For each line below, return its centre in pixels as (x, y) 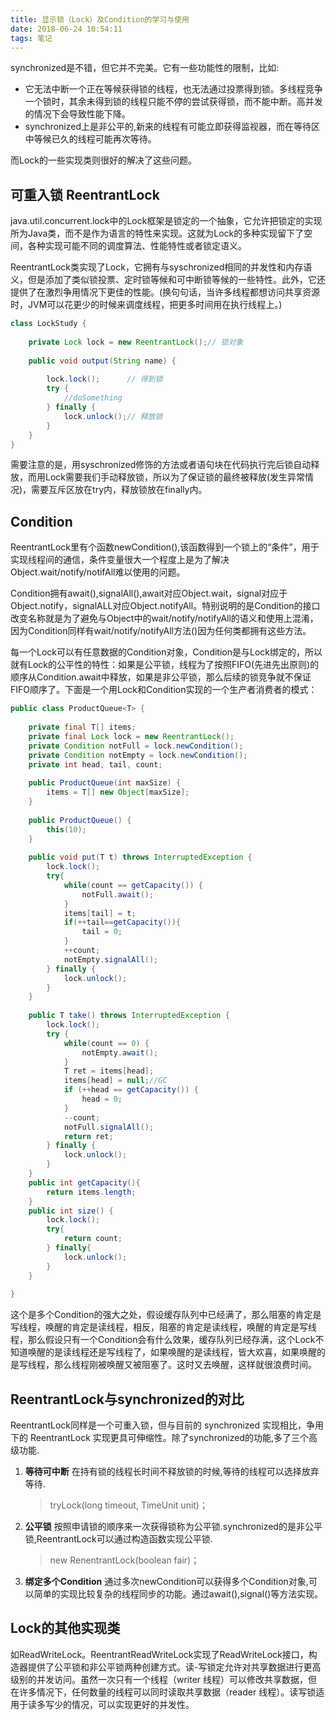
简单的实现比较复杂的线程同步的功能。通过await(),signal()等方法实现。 (178, 1594)
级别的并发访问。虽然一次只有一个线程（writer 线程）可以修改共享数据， (159, 1679)
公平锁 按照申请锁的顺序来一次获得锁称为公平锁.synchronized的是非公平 (173, 1527)
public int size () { (71, 1211)
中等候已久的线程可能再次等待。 (90, 139)
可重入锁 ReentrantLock (85, 194)
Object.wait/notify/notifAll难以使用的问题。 (98, 572)
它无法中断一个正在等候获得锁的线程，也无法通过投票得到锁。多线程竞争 (173, 89)
